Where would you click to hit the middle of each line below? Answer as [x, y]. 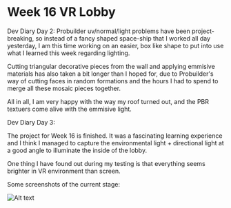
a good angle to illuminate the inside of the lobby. [77, 150]
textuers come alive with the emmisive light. [70, 109]
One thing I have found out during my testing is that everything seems [106, 163]
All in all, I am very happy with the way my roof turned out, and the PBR [108, 101]
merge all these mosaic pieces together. [64, 88]
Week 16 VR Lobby [61, 12]
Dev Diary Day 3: [31, 122]
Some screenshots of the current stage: [64, 184]
